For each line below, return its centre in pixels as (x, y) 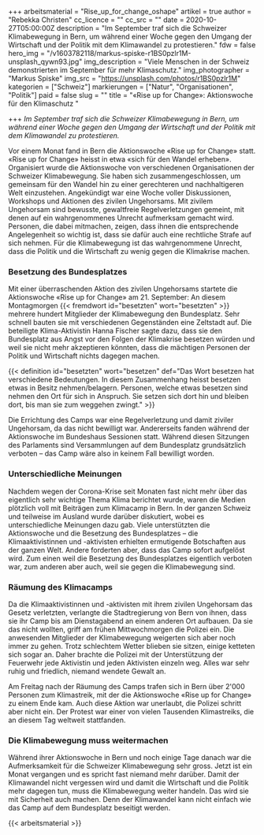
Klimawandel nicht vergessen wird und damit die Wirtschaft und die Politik (128, 783)
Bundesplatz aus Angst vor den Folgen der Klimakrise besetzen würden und (132, 339)
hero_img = (27, 53)
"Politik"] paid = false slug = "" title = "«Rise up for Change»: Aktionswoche (131, 95)
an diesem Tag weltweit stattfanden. (67, 720)
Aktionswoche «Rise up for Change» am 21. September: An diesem (117, 297)
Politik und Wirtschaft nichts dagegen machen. (84, 356)
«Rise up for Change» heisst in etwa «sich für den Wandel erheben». (120, 159)
